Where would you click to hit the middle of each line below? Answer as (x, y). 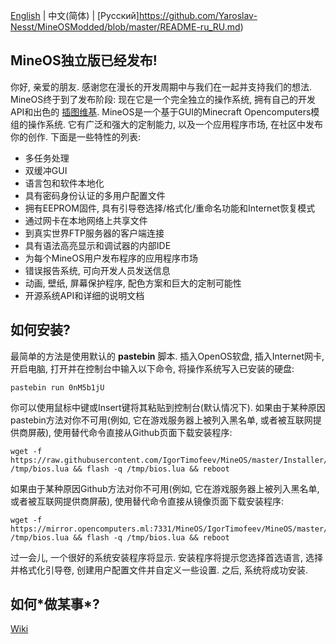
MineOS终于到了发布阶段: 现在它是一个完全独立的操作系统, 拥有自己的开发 (163, 99)
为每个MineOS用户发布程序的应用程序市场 (111, 258)
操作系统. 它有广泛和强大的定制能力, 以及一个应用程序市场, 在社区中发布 (175, 124)
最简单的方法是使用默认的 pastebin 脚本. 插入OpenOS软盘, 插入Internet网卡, (167, 356)
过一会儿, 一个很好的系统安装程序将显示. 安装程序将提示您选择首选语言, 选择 (166, 557)
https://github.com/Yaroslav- (198, 15)
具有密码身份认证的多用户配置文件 (95, 195)
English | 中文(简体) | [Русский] (75, 15)
